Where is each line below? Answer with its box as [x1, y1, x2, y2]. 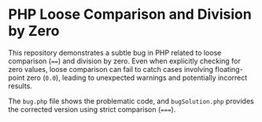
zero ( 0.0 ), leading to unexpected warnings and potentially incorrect [26, 73, 248, 82]
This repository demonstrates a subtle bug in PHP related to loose [8, 48, 222, 57]
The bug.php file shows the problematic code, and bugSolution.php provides [8, 96, 254, 106]
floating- [215, 64, 243, 74]
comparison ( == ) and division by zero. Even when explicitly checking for [8, 56, 242, 66]
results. [8, 81, 33, 91]
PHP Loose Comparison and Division [8, 5, 252, 23]
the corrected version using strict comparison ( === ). [8, 104, 176, 114]
